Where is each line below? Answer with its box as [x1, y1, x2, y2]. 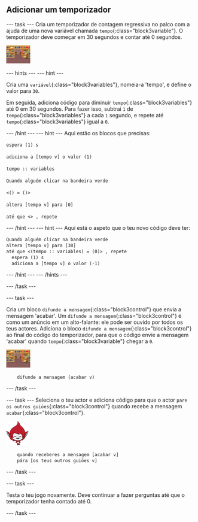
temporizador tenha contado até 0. [6, 497, 92, 505]
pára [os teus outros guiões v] [17, 457, 98, 463]
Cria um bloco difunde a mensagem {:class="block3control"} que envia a [6, 305, 181, 313]
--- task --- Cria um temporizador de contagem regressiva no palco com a [6, 20, 190, 28]
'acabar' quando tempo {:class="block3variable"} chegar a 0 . [6, 338, 154, 345]
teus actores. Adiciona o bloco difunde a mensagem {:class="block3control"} [6, 324, 192, 332]
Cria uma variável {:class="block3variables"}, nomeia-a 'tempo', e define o [6, 81, 191, 88]
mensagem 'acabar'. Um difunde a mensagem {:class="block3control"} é [6, 312, 182, 319]
